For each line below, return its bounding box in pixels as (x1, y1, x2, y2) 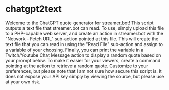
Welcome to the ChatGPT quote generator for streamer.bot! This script (5, 20, 154, 26)
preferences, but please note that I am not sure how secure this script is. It (5, 68, 162, 74)
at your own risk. (5, 79, 41, 85)
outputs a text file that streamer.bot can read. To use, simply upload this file (5, 25, 164, 31)
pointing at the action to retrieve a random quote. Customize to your (5, 63, 148, 69)
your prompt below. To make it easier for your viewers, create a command (5, 57, 161, 63)
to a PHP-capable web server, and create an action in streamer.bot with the (5, 30, 163, 36)
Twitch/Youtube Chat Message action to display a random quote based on (5, 52, 161, 58)
